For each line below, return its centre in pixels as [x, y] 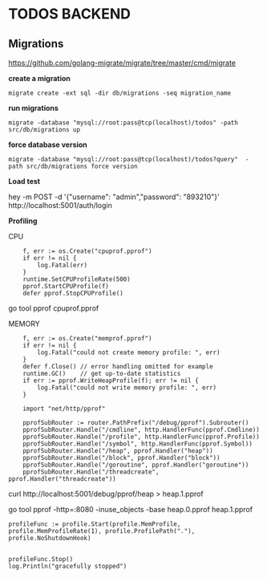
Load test [24, 181]
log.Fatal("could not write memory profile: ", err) [127, 388]
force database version [48, 144]
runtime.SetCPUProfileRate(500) [77, 279]
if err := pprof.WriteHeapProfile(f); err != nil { [111, 381]
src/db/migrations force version [82, 166]
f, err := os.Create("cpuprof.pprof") [87, 251]
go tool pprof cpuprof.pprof [54, 308]
